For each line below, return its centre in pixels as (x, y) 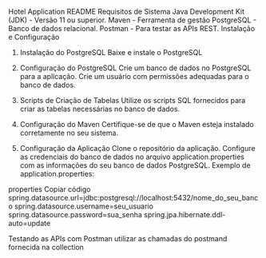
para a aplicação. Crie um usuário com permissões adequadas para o (134, 76)
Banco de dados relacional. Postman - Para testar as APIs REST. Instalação (132, 28)
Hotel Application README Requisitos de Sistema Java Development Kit (127, 12)
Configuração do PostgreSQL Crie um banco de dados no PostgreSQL (135, 68)
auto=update (30, 223)
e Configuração (34, 37)
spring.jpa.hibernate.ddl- (185, 214)
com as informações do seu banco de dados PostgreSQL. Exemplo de (135, 165)
